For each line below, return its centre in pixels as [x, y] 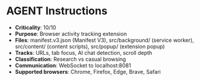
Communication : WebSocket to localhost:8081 [73, 65]
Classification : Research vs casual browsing [70, 59]
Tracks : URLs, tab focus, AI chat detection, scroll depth [83, 52]
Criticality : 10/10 [35, 27]
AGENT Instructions [57, 11]
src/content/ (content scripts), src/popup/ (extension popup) [90, 46]
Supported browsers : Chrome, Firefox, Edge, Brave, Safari [88, 71]
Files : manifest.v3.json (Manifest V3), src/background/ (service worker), [104, 40]
